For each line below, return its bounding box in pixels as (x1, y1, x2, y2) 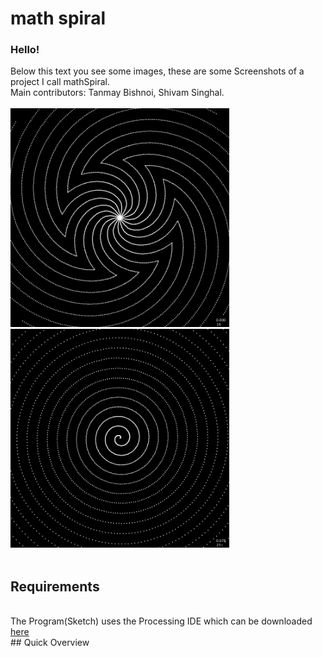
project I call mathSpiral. (10, 76, 110, 88)
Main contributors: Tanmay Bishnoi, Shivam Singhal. (10, 87, 225, 99)
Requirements (10, 578, 100, 595)
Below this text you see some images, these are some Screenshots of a (10, 65, 305, 77)
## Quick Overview (10, 637, 90, 649)
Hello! (10, 43, 40, 57)
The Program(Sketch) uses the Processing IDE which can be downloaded (10, 615, 313, 627)
